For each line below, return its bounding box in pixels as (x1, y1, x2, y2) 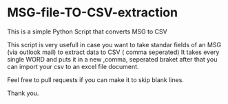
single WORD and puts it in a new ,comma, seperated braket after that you (7, 55, 218, 63)
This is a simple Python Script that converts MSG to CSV (7, 27, 167, 36)
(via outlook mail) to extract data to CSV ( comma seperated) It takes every (7, 48, 220, 56)
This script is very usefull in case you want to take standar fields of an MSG (7, 40, 222, 49)
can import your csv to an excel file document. (7, 62, 139, 70)
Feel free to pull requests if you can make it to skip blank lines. (7, 75, 185, 83)
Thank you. (7, 89, 39, 97)
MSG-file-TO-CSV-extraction (7, 5, 178, 21)
